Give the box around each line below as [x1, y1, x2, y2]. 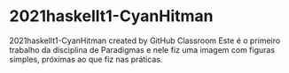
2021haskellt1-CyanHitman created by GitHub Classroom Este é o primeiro [9, 35, 281, 46]
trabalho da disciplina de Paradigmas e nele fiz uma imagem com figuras [9, 44, 276, 55]
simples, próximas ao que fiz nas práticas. [9, 54, 163, 64]
